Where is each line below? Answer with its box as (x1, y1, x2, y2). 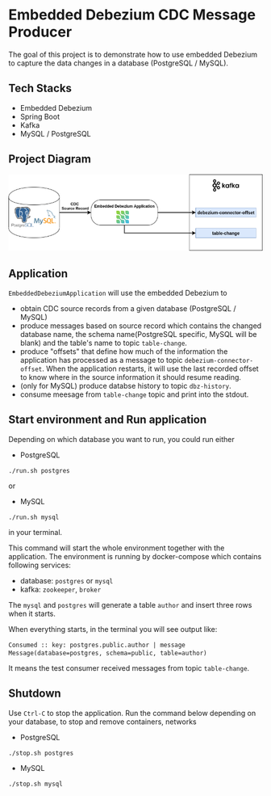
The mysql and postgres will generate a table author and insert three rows (8, 600, 252, 609)
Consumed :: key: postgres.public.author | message (8, 641, 186, 649)
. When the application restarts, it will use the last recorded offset (41, 364, 260, 373)
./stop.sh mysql (8, 780, 63, 788)
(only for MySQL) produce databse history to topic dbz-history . (19, 381, 231, 390)
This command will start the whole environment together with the (8, 543, 225, 553)
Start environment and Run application (8, 413, 207, 427)
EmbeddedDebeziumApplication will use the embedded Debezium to (8, 288, 227, 297)
